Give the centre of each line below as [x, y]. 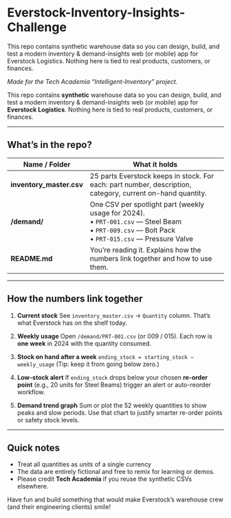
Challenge [37, 27]
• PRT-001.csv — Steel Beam [136, 222]
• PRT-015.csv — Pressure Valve [142, 239]
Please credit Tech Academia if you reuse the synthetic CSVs [104, 479]
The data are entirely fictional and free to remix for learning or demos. [116, 472]
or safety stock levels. [48, 420]
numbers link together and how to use [151, 258]
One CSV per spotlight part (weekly [147, 204]
